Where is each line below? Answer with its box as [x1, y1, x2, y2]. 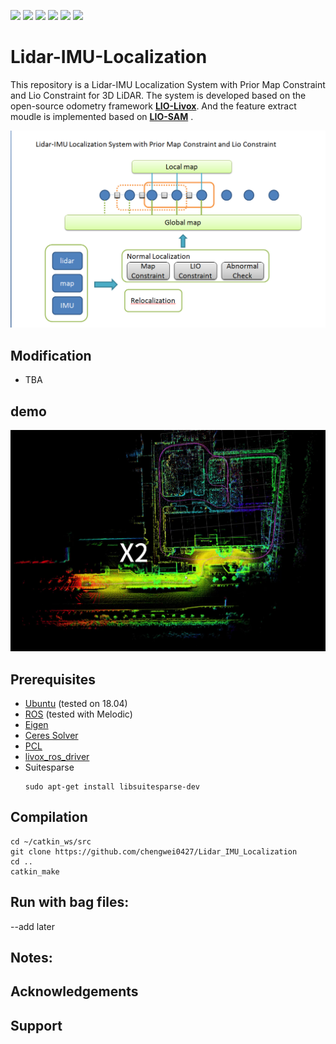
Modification [10, 347, 92, 364]
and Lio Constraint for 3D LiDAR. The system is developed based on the [10, 89, 307, 101]
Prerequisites [10, 671, 96, 688]
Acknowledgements [10, 983, 139, 1000]
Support [10, 1017, 63, 1034]
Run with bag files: [10, 894, 130, 911]
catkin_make [10, 866, 60, 877]
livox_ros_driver [24, 750, 90, 762]
